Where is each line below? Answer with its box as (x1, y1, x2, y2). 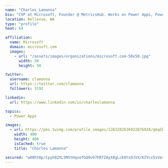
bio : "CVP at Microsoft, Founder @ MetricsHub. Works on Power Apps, (5, 12, 153, 17)
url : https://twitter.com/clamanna (9, 81, 84, 87)
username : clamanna (9, 77, 50, 82)
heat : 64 (5, 26, 23, 31)
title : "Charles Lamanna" (14, 146, 68, 151)
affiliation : (5, 35, 32, 40)
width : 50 (18, 58, 39, 63)
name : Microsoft (9, 40, 43, 45)
